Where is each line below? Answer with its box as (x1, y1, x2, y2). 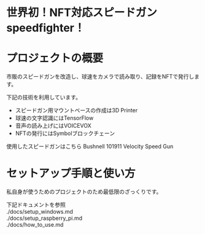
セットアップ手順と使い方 (6, 166, 136, 181)
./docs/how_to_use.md (6, 221, 64, 228)
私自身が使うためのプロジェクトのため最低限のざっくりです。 (6, 188, 162, 195)
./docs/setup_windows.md (6, 208, 74, 216)
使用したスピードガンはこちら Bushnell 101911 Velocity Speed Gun (6, 142, 174, 150)
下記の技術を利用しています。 (6, 93, 82, 101)
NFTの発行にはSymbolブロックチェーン (15, 130, 115, 137)
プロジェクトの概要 (6, 52, 104, 65)
